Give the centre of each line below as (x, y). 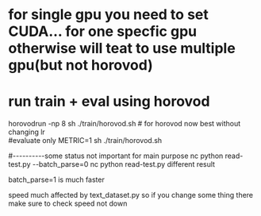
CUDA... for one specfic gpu (102, 31)
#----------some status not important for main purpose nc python (116, 156)
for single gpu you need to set (108, 15)
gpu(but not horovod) (81, 66)
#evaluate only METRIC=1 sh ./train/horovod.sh (85, 141)
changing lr (27, 132)
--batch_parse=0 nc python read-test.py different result (124, 164)
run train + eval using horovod (109, 102)
